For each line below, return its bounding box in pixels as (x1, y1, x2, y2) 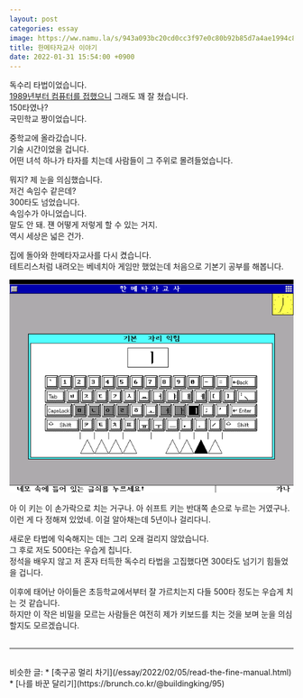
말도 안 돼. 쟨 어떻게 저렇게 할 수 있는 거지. (9, 219, 158, 230)
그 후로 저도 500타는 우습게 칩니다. (9, 545, 133, 556)
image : (9, 33, 34, 42)
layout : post (9, 14, 59, 23)
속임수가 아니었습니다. (9, 208, 87, 219)
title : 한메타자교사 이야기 (9, 43, 97, 52)
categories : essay (9, 23, 78, 33)
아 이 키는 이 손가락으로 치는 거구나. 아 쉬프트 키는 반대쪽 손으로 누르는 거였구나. (9, 503, 290, 514)
